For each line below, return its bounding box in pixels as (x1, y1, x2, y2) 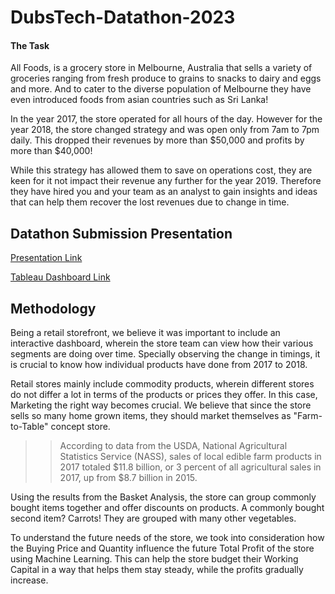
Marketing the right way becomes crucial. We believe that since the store (10, 399, 312, 411)
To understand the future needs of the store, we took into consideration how (10, 532, 325, 544)
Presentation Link (10, 252, 83, 264)
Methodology (10, 300, 97, 317)
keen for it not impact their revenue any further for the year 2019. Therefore (10, 175, 322, 187)
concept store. (50, 421, 111, 433)
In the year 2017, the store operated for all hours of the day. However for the (10, 113, 323, 125)
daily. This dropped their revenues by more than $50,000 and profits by (10, 134, 305, 146)
